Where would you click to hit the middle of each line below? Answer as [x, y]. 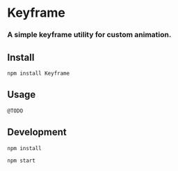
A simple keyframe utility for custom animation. [89, 35]
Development [37, 132]
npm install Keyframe [39, 73]
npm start [22, 161]
